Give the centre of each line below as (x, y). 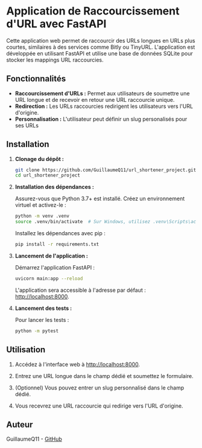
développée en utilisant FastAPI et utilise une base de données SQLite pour (99, 53)
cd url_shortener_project (47, 175)
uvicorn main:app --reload (49, 279)
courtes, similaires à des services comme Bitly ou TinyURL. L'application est (101, 47)
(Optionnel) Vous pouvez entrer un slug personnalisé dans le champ (99, 388)
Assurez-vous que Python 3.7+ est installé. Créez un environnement (100, 199)
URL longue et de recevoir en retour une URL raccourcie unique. (95, 99)
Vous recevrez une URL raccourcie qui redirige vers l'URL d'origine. (99, 406)
